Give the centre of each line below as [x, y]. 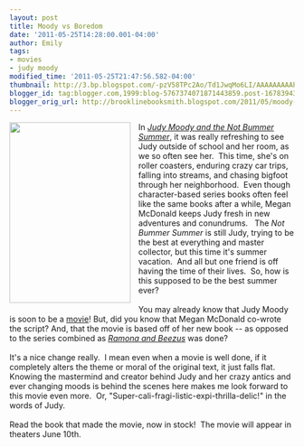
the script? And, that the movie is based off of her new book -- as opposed [149, 329]
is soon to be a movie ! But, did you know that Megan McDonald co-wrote [146, 319]
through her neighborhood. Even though [215, 185]
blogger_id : [32, 93]
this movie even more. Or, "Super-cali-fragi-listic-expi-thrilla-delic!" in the [148, 396]
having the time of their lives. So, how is [214, 271]
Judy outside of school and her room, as [214, 146]
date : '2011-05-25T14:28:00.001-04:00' [85, 34]
